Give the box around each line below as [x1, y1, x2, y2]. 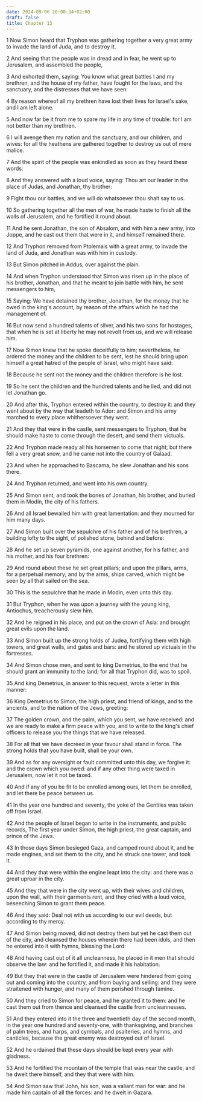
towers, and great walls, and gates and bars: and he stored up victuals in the [6, 643, 196, 651]
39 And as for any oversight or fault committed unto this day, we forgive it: [6, 759, 191, 766]
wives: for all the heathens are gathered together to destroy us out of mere [6, 140, 192, 148]
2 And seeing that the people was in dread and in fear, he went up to [6, 55, 177, 62]
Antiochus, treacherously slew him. [6, 607, 93, 614]
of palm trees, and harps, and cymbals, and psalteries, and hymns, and [6, 1028, 183, 1035]
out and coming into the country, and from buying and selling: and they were [6, 979, 197, 986]
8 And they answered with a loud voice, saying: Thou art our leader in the [6, 177, 189, 184]
